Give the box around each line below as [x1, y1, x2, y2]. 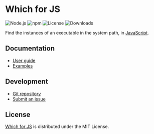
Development [5, 77, 49, 86]
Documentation [5, 44, 55, 53]
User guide [12, 57, 36, 63]
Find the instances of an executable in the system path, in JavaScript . [5, 29, 149, 35]
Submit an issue [12, 96, 46, 102]
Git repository [12, 90, 41, 96]
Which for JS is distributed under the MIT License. [5, 123, 109, 129]
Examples [12, 62, 33, 68]
